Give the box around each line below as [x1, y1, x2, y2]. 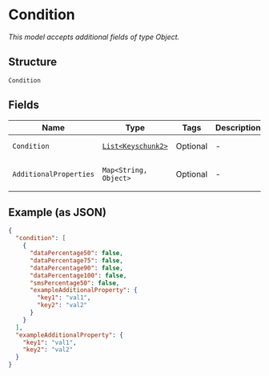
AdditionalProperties [12, 170, 94, 178]
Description [215, 122, 262, 133]
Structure [8, 55, 58, 69]
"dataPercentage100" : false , [29, 271, 127, 279]
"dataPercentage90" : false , [29, 264, 124, 272]
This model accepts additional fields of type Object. [8, 32, 180, 42]
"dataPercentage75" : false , [29, 256, 124, 265]
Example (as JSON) [8, 206, 106, 219]
